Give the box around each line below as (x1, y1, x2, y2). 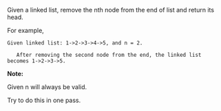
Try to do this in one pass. (7, 96, 81, 104)
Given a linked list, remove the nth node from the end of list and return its (7, 6, 215, 14)
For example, (7, 27, 45, 34)
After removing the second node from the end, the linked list (16, 51, 202, 58)
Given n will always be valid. (7, 83, 87, 91)
